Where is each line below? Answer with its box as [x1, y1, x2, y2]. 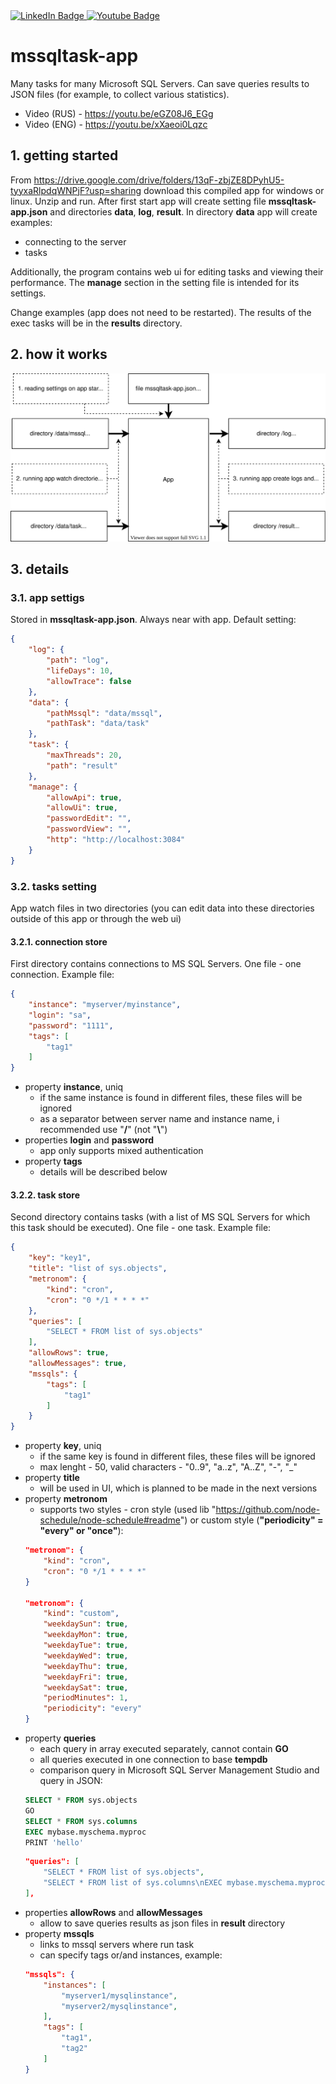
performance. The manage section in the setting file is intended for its [10, 276, 300, 288]
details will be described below [39, 1166, 168, 1178]
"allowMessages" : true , [28, 1359, 128, 1369]
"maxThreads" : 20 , [46, 750, 123, 761]
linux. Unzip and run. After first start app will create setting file [10, 195, 267, 207]
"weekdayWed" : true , [43, 1650, 129, 1661]
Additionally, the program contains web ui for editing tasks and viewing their [10, 265, 324, 278]
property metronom [24, 1493, 108, 1505]
